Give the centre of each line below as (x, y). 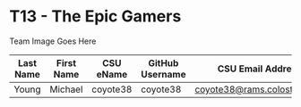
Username (163, 74)
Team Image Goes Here (53, 41)
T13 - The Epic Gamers (95, 16)
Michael (66, 89)
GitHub (163, 62)
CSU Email (240, 69)
